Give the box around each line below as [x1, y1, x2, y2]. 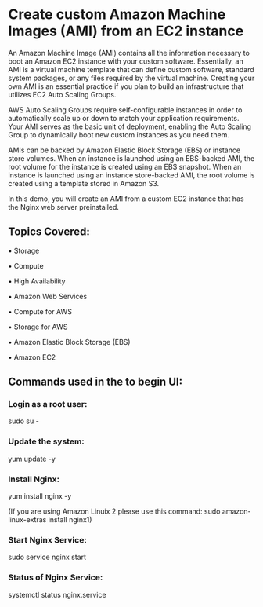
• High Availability [8, 276, 66, 286]
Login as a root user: [8, 399, 88, 410]
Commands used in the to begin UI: [8, 375, 182, 389]
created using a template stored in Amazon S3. [8, 178, 159, 188]
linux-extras [8, 515, 47, 525]
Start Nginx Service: [8, 534, 88, 545]
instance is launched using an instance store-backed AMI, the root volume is [8, 170, 255, 180]
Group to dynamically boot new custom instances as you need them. [8, 130, 229, 139]
